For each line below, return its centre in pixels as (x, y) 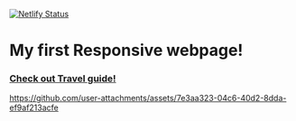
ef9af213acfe (34, 107)
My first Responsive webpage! (126, 51)
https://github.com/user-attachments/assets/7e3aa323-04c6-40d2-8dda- (148, 98)
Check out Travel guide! (63, 79)
